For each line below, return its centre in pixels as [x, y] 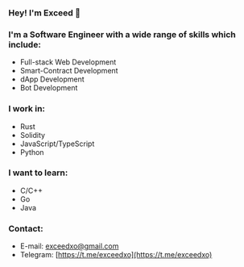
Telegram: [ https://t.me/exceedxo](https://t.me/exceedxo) [116, 255]
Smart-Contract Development [69, 71]
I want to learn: [38, 173]
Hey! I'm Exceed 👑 [45, 13]
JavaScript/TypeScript [57, 144]
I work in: [27, 109]
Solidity [33, 135]
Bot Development [49, 88]
